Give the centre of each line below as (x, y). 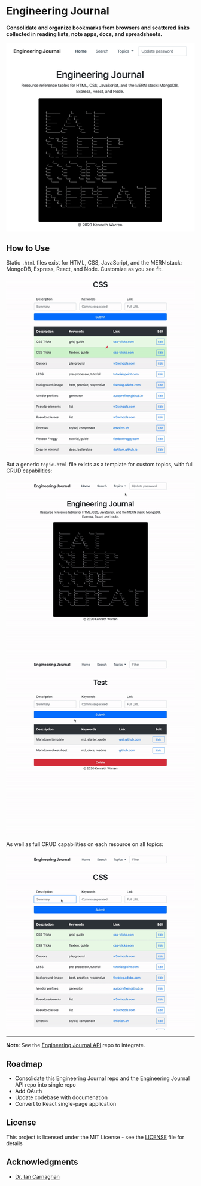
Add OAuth (28, 1091)
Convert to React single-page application (66, 1104)
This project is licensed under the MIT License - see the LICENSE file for (95, 1137)
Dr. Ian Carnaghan (37, 1176)
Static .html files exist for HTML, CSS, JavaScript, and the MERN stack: (94, 263)
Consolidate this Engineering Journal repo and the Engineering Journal (102, 1078)
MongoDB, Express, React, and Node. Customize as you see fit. (85, 269)
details (14, 1143)
